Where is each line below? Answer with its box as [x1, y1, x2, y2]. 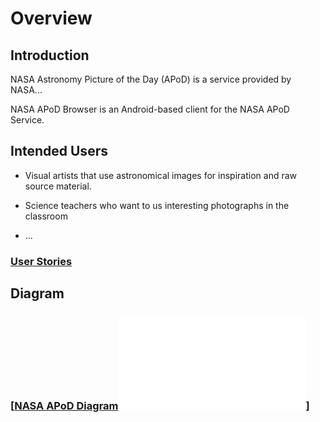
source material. [24, 180, 92, 192]
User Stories [10, 254, 73, 268]
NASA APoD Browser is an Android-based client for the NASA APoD [10, 103, 290, 115]
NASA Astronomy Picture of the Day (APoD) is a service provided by [10, 73, 292, 85]
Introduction [10, 47, 90, 64]
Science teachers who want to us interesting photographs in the [24, 199, 290, 211]
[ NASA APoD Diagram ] [10, 399, 310, 413]
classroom [24, 210, 68, 222]
